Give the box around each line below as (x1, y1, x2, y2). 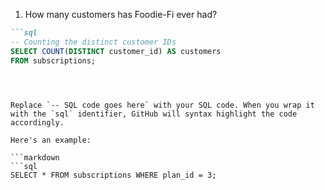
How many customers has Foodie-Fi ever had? (24, 9, 218, 20)
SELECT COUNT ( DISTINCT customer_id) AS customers (10, 46, 222, 56)
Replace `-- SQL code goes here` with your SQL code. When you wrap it (10, 100, 315, 110)
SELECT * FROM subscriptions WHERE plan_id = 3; (10, 170, 217, 180)
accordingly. (10, 117, 65, 128)
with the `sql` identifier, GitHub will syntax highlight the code (10, 109, 298, 119)
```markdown (10, 152, 60, 163)
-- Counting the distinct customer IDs (10, 37, 177, 47)
